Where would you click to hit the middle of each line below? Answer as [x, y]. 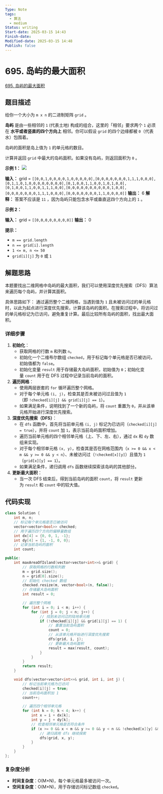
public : [13, 558]
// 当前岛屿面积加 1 [41, 693]
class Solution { [23, 513]
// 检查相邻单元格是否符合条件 [58, 724]
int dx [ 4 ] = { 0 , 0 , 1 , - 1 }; [42, 536]
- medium [18, 23]
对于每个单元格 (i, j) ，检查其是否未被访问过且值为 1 [73, 394]
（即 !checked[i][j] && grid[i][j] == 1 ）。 [63, 400]
